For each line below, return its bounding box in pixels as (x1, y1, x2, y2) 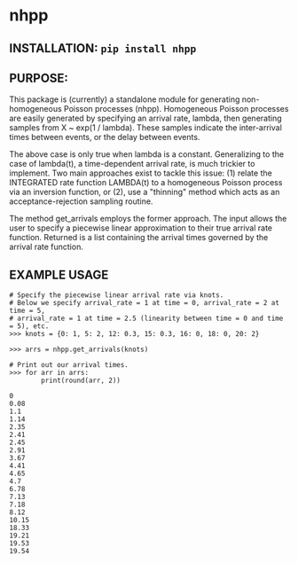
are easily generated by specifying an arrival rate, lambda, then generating (9, 113, 282, 124)
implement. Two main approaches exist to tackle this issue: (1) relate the (9, 168, 272, 178)
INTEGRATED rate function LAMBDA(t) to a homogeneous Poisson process (9, 177, 283, 188)
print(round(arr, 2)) (41, 376, 122, 386)
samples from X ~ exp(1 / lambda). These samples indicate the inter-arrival (9, 122, 282, 133)
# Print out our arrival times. (9, 361, 129, 370)
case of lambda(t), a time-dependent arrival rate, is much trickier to (9, 159, 255, 169)
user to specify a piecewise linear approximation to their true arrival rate (9, 223, 273, 233)
